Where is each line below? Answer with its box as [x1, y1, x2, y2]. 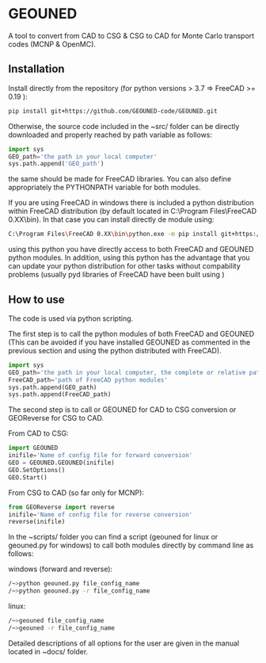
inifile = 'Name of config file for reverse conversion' [8, 510, 193, 519]
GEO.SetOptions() [8, 466, 66, 474]
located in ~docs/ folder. [8, 646, 89, 656]
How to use [8, 292, 65, 306]
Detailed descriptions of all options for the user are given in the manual [8, 638, 240, 648]
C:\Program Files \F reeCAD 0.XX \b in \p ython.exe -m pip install [8, 231, 218, 238]
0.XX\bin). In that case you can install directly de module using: [8, 215, 215, 224]
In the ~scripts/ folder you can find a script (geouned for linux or [8, 532, 218, 542]
